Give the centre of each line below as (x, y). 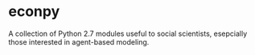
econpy (34, 12)
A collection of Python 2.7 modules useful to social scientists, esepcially (128, 33)
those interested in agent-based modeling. (79, 41)
